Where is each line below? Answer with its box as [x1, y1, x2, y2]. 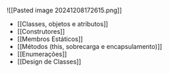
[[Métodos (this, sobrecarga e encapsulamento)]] [16, 43, 163, 50]
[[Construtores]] [16, 28, 66, 35]
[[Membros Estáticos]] [16, 35, 83, 43]
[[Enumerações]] [16, 50, 67, 58]
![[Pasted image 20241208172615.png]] [6, 6, 123, 14]
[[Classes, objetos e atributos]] [16, 20, 108, 28]
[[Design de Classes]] [16, 57, 81, 66]
